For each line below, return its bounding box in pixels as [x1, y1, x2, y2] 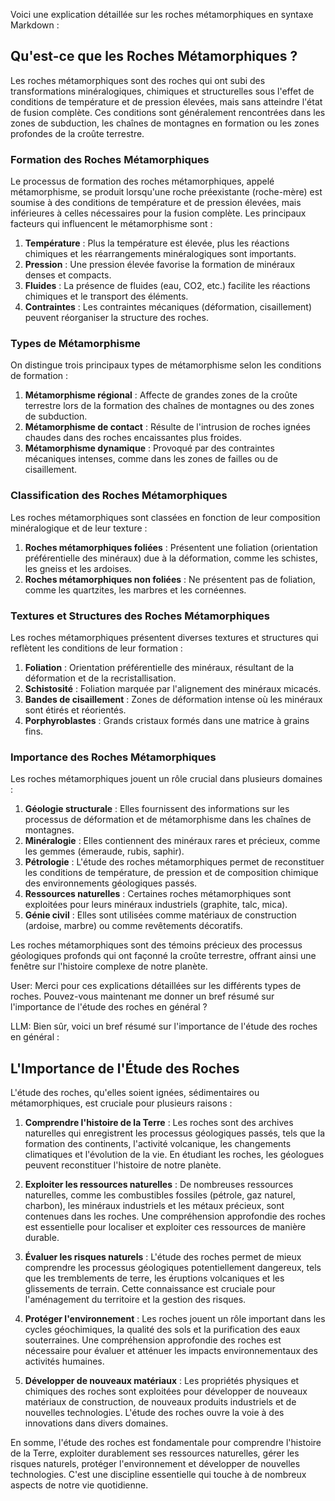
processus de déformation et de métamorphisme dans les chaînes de [24, 814, 312, 826]
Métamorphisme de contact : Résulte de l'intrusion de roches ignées [24, 421, 311, 433]
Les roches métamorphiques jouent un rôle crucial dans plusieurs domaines [10, 773, 323, 785]
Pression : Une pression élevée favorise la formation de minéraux [24, 259, 296, 271]
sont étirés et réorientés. [24, 704, 127, 716]
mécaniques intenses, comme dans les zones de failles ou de [24, 453, 278, 465]
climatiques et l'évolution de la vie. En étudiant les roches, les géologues [24, 1149, 325, 1161]
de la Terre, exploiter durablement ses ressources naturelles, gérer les [10, 1447, 300, 1459]
